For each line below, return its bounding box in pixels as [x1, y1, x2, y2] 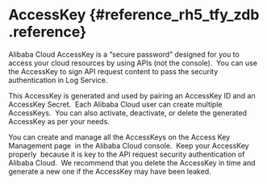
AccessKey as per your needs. [8, 116, 111, 126]
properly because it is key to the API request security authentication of [8, 149, 245, 159]
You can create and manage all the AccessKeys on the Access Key [8, 132, 231, 142]
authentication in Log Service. [8, 75, 108, 85]
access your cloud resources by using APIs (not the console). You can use [8, 58, 258, 68]
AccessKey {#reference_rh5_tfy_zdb [8, 6, 260, 24]
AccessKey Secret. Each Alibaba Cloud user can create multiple [8, 99, 223, 109]
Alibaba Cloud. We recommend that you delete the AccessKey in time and [8, 157, 256, 167]
